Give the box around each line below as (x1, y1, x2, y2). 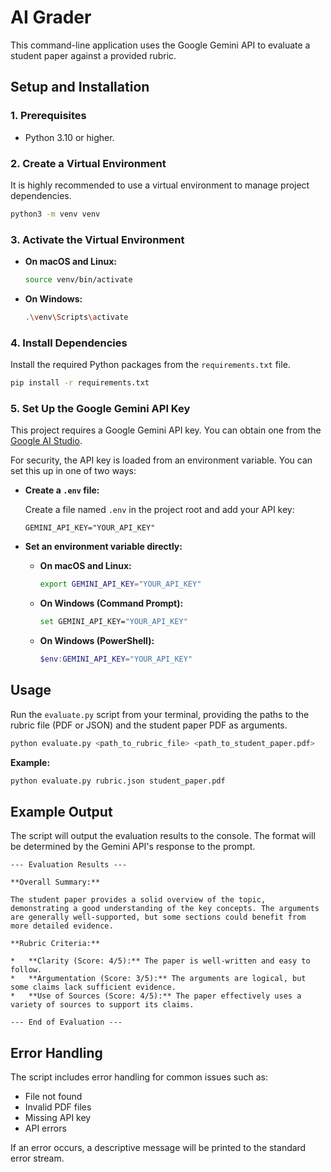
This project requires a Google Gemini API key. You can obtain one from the (10, 424, 322, 436)
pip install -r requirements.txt (10, 378, 150, 388)
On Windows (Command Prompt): (39, 597, 184, 610)
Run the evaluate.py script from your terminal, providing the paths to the (10, 708, 310, 720)
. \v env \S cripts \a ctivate (24, 312, 129, 322)
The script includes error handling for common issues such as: (10, 1071, 268, 1083)
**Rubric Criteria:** (10, 939, 101, 949)
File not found (24, 1091, 83, 1103)
